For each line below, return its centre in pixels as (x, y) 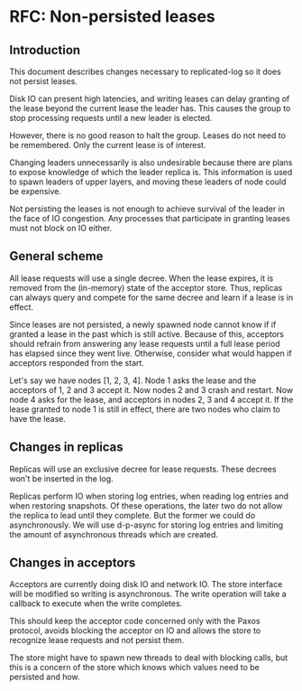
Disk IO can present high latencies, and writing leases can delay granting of (150, 98)
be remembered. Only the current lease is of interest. (108, 145)
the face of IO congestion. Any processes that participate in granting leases (150, 218)
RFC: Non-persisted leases (113, 17)
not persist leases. (44, 81)
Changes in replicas (66, 448)
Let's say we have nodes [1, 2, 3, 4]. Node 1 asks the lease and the (133, 380)
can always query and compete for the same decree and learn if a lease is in (151, 297)
